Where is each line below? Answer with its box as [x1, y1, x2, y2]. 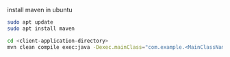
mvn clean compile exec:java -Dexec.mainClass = [7, 43, 146, 50]
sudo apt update [7, 19, 53, 26]
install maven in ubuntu [7, 6, 73, 14]
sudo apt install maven [7, 25, 75, 32]
